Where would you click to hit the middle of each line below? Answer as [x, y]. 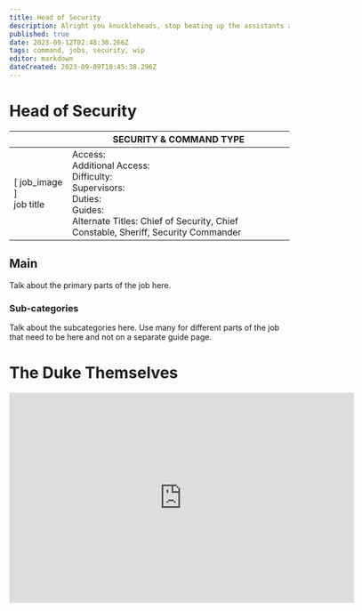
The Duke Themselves [94, 373]
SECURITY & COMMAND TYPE [179, 139]
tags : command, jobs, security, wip [77, 51]
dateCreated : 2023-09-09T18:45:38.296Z [83, 68]
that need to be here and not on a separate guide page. [110, 337]
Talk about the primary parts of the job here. [90, 285]
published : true [39, 34]
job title [29, 204]
